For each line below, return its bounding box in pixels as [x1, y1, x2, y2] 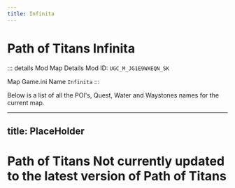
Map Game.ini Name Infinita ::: [7, 77, 100, 86]
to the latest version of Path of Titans [7, 168, 227, 184]
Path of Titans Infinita [7, 40, 135, 56]
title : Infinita [7, 10, 55, 18]
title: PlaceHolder [7, 125, 85, 137]
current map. [7, 98, 45, 107]
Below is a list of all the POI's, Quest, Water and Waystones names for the [7, 90, 219, 99]
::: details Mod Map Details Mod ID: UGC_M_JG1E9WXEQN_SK [7, 64, 170, 72]
